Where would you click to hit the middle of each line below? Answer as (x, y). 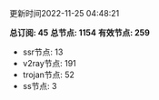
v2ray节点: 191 (50, 63)
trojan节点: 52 (49, 75)
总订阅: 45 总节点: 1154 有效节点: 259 (79, 33)
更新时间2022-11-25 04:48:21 (65, 13)
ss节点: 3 (40, 86)
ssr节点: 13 (43, 52)
